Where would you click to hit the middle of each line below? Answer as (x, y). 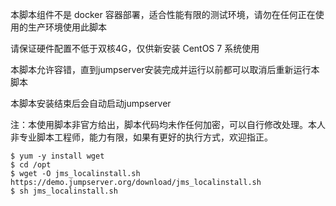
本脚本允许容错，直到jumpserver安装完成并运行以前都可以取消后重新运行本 (165, 69)
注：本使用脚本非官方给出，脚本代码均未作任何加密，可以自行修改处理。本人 (168, 124)
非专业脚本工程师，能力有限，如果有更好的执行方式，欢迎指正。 (141, 137)
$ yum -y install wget (57, 156)
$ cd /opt (31, 165)
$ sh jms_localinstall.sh (64, 191)
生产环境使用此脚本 (67, 27)
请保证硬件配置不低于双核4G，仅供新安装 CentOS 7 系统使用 (135, 48)
